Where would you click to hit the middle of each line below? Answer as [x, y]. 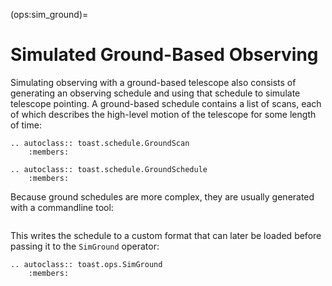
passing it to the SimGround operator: [85, 246]
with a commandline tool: [62, 207]
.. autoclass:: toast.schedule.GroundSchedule [109, 169]
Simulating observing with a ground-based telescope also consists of [153, 82]
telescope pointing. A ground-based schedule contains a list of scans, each [166, 103]
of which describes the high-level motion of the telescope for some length [163, 114]
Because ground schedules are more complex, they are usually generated [162, 196]
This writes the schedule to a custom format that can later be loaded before [166, 235]
